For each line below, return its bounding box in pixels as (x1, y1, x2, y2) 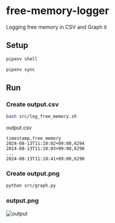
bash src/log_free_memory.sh (6, 114, 77, 119)
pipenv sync (6, 66, 35, 73)
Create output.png (6, 169, 60, 177)
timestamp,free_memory (6, 136, 61, 142)
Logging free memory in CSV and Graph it (6, 23, 107, 30)
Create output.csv (6, 100, 59, 108)
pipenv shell (6, 56, 38, 62)
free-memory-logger (6, 4, 110, 18)
